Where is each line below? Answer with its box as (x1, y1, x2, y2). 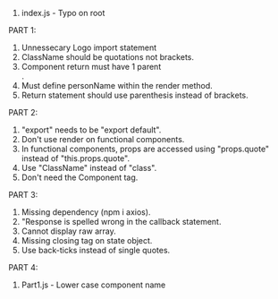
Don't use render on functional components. (21, 134, 185, 144)
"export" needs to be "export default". (21, 124, 162, 135)
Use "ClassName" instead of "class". (21, 163, 157, 173)
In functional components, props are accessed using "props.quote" (21, 143, 270, 154)
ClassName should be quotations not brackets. (21, 52, 194, 62)
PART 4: (8, 262, 38, 272)
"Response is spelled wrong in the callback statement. (21, 217, 222, 226)
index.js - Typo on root (21, 8, 105, 18)
